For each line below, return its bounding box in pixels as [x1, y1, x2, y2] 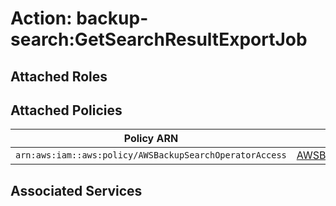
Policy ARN [123, 132, 179, 146]
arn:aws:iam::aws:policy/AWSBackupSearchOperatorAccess [15, 150, 287, 161]
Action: [10, 7, 73, 30]
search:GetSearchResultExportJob [10, 28, 308, 51]
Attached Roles [10, 68, 108, 85]
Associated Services [10, 182, 143, 199]
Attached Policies [10, 102, 123, 119]
